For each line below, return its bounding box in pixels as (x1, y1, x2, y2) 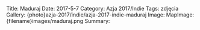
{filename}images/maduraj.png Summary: (6, 18, 110, 24)
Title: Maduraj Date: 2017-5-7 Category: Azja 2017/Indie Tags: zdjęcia (6, 5, 179, 12)
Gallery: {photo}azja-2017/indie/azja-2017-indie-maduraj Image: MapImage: (6, 11, 195, 18)
